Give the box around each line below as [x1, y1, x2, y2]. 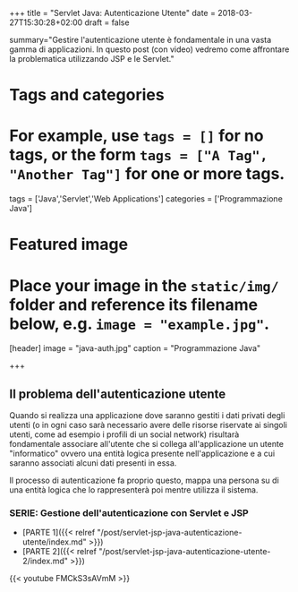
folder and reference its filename [9, 295, 258, 314]
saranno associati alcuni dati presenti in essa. [9, 458, 177, 468]
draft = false [84, 17, 130, 28]
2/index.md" [21, 555, 69, 567]
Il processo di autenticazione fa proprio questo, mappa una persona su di [9, 475, 279, 486]
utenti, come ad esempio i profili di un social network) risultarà [9, 429, 240, 440]
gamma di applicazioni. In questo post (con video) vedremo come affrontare [9, 44, 290, 55]
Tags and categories [9, 85, 165, 106]
